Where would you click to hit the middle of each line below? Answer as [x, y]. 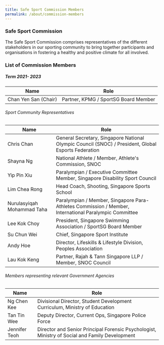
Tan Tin [16, 315]
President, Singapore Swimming [92, 220]
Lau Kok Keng [23, 259]
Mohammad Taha [28, 209]
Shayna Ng [20, 161]
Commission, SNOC [79, 164]
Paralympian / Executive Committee [97, 172]
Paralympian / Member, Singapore [95, 200]
